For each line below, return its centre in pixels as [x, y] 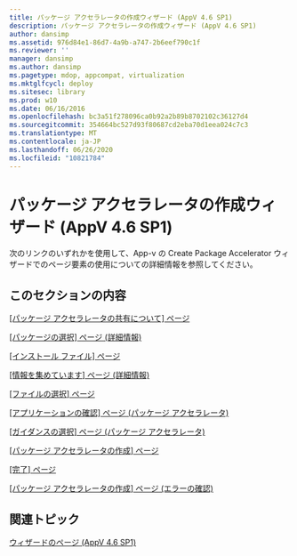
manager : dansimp [41, 59]
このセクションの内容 [68, 295]
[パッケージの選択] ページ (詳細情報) [76, 337]
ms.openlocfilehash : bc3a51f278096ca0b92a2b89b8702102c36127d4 [129, 117]
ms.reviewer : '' [39, 51]
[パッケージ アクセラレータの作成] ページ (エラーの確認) [111, 488]
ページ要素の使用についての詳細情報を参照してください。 [153, 264]
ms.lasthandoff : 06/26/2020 [61, 149]
